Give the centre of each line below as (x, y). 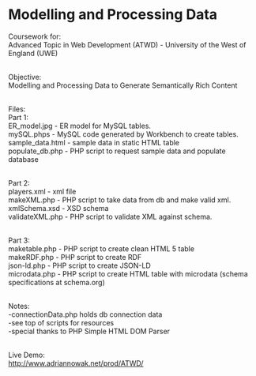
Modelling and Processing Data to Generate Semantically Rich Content (123, 85)
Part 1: (19, 117)
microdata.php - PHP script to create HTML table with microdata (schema (128, 273)
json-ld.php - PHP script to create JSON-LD (80, 265)
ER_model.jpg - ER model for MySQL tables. (80, 126)
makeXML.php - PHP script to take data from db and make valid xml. (120, 200)
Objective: (25, 77)
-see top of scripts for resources (61, 322)
